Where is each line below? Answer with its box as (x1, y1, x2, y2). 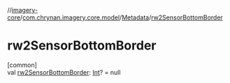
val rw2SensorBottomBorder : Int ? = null (7, 68, 121, 76)
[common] (7, 61, 37, 69)
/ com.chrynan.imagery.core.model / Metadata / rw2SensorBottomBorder (20, 13, 224, 22)
